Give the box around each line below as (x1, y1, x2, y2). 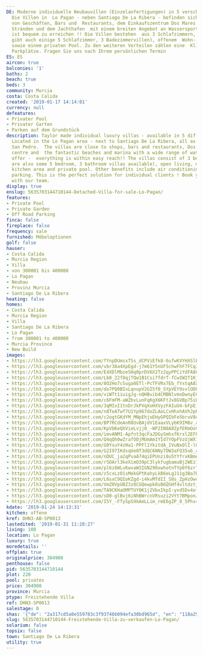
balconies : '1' (6, 65, 45, 71)
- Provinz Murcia (6, 285, 50, 291)
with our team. (11, 178, 50, 184)
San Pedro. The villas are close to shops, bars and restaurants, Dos (11, 143, 196, 150)
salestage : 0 (6, 605, 39, 611)
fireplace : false (6, 223, 50, 229)
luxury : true (6, 538, 39, 544)
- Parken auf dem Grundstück (6, 127, 80, 133)
